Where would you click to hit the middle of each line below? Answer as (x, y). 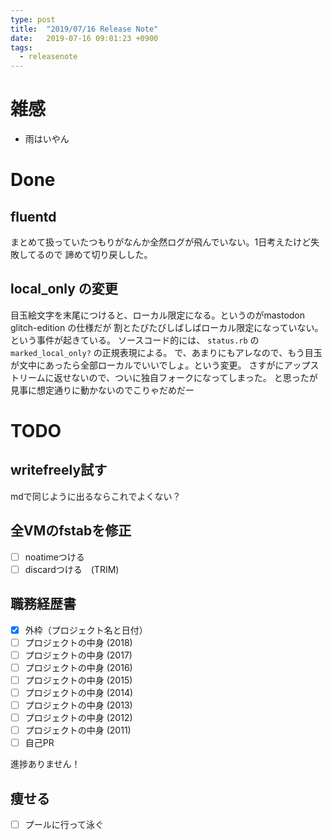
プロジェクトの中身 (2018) (78, 642)
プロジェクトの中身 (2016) (78, 667)
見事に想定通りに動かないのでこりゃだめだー (102, 390)
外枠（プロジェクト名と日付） (86, 630)
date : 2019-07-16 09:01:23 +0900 (84, 38)
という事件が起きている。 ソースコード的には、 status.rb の (135, 340)
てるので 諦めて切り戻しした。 (90, 255)
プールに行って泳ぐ (64, 825)
